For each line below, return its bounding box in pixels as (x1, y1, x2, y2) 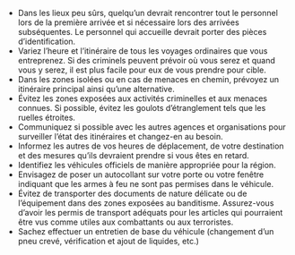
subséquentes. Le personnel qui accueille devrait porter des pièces (17, 27, 267, 37)
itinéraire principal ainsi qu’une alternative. (17, 84, 175, 94)
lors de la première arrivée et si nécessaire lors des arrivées (17, 17, 239, 28)
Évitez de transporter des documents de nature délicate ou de (17, 188, 247, 199)
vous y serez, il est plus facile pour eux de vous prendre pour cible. (17, 64, 266, 75)
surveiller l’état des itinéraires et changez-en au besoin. (17, 132, 223, 141)
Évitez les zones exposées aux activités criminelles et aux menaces (17, 93, 268, 104)
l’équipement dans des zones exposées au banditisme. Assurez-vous (17, 198, 274, 208)
